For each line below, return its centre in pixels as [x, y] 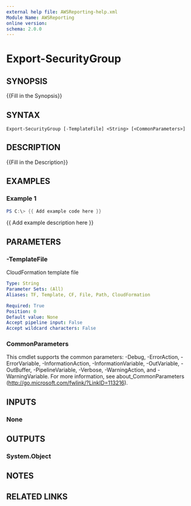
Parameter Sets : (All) [35, 289]
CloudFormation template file [42, 272]
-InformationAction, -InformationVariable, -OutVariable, [111, 364]
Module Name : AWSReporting [40, 18]
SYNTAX [23, 115]
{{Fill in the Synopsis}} [34, 96]
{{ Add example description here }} [50, 223]
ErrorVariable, [24, 364]
